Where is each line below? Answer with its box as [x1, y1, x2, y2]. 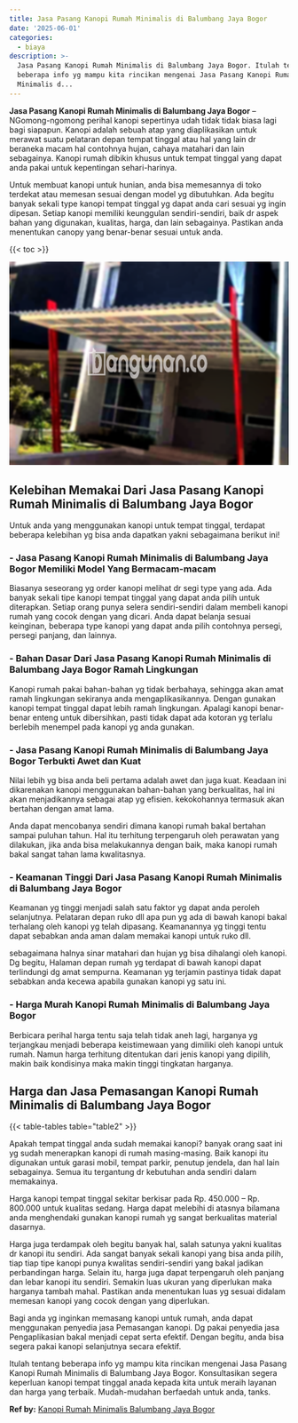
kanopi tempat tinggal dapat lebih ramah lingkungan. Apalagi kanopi [9, 702, 258, 713]
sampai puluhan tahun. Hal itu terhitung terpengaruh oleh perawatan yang [9, 829, 279, 840]
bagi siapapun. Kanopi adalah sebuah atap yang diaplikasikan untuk [9, 124, 257, 135]
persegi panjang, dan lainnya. [9, 630, 117, 641]
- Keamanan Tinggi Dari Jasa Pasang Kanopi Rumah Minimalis [9, 871, 282, 883]
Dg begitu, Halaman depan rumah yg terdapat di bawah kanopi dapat [9, 957, 262, 968]
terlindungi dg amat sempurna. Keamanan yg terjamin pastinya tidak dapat [9, 967, 282, 978]
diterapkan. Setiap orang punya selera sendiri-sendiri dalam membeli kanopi [9, 602, 288, 612]
